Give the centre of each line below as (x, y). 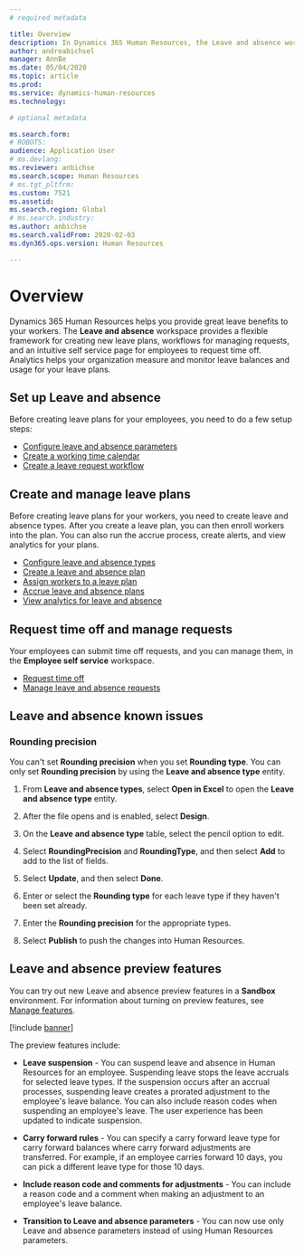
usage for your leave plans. (60, 369)
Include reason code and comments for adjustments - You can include (157, 1184)
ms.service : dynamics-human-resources (82, 93)
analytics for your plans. (54, 545)
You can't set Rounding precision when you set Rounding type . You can (145, 762)
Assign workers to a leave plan (80, 582)
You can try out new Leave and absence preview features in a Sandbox (142, 991)
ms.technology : (38, 101)
